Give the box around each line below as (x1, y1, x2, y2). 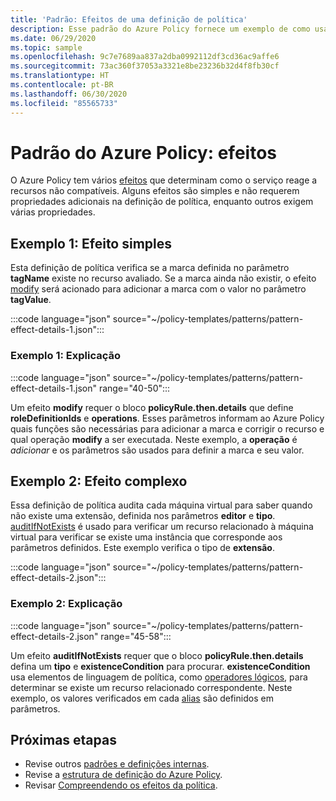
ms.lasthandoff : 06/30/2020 (10, 89, 128, 99)
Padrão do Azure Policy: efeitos (10, 141, 278, 164)
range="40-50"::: (98, 382, 171, 394)
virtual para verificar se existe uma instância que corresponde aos (10, 531, 283, 543)
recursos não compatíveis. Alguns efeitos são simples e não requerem (10, 185, 300, 197)
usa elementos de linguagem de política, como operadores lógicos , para (10, 671, 308, 683)
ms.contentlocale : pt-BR (10, 80, 114, 90)
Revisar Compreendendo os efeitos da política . (24, 779, 218, 791)
